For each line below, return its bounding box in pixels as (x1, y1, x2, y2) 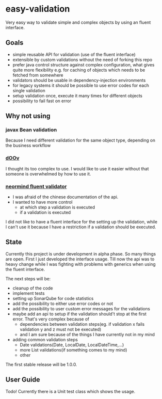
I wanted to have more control (12, 199, 73, 205)
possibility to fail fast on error (12, 98, 72, 104)
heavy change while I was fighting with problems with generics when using (5, 261, 156, 267)
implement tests (12, 290, 45, 296)
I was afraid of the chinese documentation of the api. (12, 194, 118, 200)
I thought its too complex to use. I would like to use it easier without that (5, 166, 149, 172)
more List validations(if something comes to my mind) (19, 347, 128, 352)
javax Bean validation (5, 127, 57, 133)
